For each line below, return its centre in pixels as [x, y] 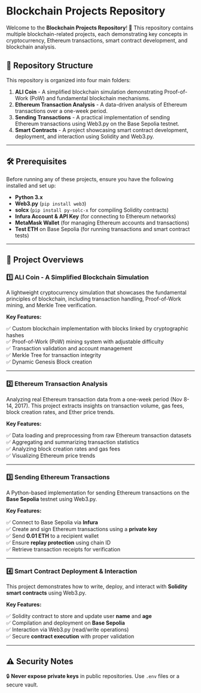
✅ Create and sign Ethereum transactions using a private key [82, 529]
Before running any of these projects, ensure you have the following [90, 179]
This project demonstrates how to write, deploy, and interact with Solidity [97, 587]
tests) [22, 235]
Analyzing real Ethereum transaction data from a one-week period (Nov [94, 399]
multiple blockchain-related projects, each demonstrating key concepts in [97, 34]
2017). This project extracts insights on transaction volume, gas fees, [99, 406]
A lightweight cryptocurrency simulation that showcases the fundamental [96, 293]
